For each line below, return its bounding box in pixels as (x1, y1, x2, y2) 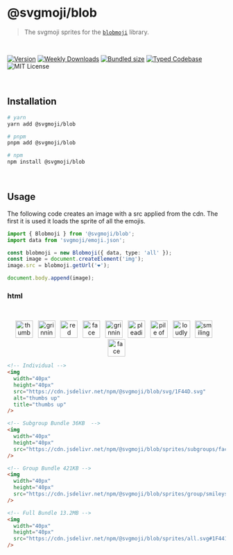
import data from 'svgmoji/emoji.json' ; (7, 237, 126, 244)
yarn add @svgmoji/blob (7, 120, 76, 128)
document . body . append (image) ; (7, 275, 95, 282)
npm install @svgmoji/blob (7, 158, 85, 166)
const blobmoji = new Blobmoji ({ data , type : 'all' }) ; (7, 249, 172, 256)
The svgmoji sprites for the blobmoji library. (24, 28, 149, 36)
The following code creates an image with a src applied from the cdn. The (7, 210, 218, 218)
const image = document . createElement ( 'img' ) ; (7, 255, 144, 263)
